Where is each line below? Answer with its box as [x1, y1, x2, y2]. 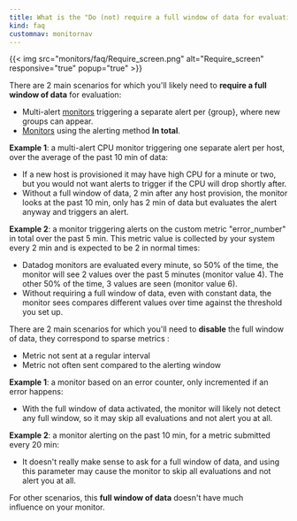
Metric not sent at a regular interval [21, 350, 150, 361]
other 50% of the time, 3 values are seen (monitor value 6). [21, 279, 239, 289]
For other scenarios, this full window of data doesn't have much [9, 493, 244, 503]
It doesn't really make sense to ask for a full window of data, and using [21, 456, 280, 467]
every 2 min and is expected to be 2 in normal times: [9, 242, 201, 253]
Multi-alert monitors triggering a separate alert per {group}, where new [21, 107, 281, 118]
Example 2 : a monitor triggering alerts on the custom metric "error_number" [9, 224, 286, 234]
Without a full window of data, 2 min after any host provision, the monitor [21, 188, 288, 199]
